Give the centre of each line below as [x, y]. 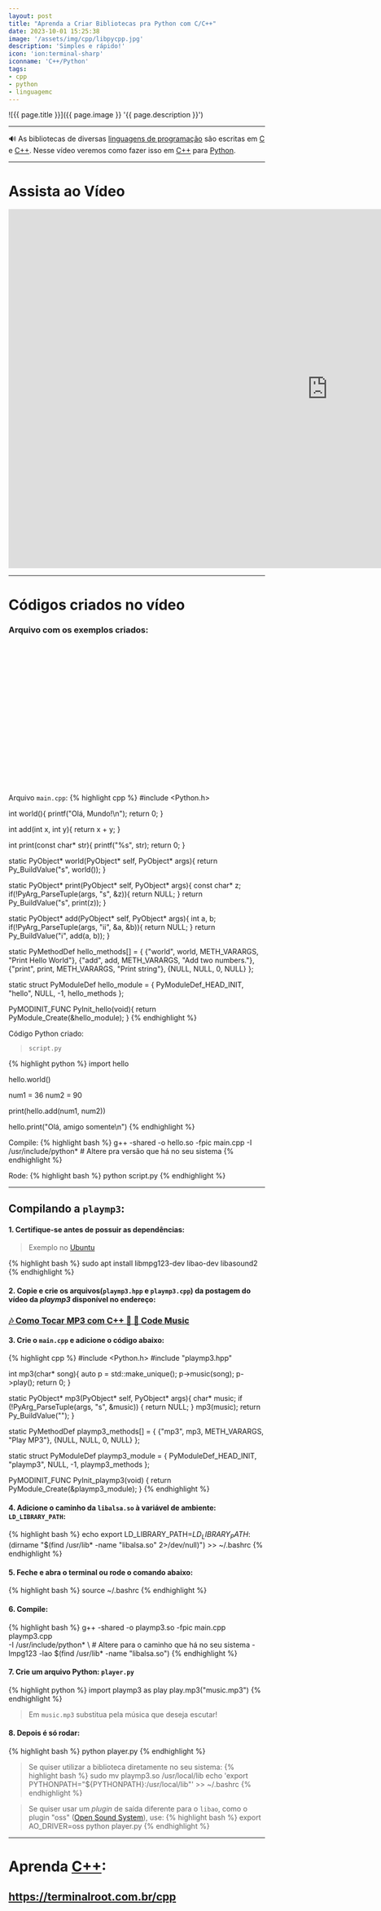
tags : [18, 69]
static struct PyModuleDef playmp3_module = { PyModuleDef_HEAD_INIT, [133, 1456]
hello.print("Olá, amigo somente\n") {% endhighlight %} [102, 1126]
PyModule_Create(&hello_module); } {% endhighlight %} [103, 1017]
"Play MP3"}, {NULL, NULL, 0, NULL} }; [74, 1440]
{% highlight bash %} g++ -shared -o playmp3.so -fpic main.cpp [117, 1627]
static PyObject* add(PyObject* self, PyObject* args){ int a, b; [112, 918]
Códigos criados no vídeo [97, 605]
